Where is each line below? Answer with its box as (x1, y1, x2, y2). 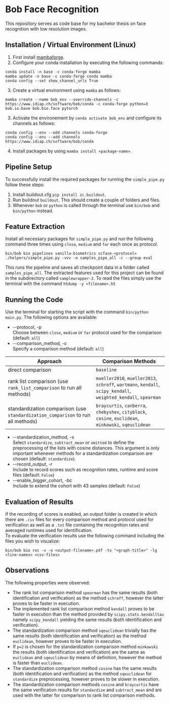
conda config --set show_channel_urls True (5, 78, 99, 83)
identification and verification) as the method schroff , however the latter (12, 595, 164, 601)
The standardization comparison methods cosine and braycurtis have (12, 681, 159, 687)
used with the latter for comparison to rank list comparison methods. (12, 692, 156, 698)
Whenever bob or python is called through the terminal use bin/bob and (12, 202, 160, 208)
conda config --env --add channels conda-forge (5, 130, 108, 135)
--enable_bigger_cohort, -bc (12, 477, 72, 484)
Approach (37, 358, 62, 365)
